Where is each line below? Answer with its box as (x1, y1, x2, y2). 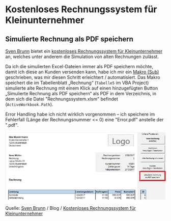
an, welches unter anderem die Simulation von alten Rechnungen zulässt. (5, 53, 159, 60)
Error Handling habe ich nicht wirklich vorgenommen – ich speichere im (5, 111, 155, 117)
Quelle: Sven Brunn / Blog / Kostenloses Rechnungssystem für (5, 205, 136, 211)
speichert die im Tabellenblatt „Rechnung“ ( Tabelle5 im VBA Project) (5, 80, 149, 86)
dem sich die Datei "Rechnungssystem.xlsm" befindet (5, 96, 119, 102)
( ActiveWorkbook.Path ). (5, 101, 53, 107)
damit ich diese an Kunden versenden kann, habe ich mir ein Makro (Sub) (5, 69, 159, 75)
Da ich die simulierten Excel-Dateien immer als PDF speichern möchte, (5, 64, 154, 69)
